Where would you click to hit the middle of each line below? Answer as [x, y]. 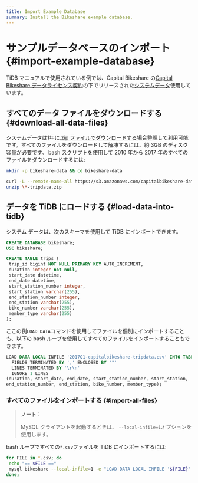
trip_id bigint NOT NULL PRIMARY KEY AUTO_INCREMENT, [76, 264]
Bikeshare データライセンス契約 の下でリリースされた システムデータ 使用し [96, 86]
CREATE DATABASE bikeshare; [41, 242]
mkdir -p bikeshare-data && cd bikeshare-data [64, 171]
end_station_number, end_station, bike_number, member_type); [84, 385]
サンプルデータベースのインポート [88, 48]
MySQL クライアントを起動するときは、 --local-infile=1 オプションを [106, 427]
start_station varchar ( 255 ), [44, 292]
